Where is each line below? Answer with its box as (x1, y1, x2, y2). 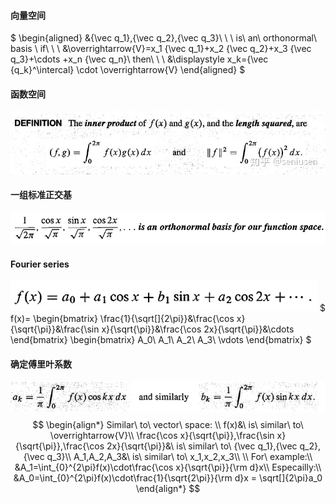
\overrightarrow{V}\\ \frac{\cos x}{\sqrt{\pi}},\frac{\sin (49, 430, 275, 442)
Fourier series (10, 258, 70, 270)
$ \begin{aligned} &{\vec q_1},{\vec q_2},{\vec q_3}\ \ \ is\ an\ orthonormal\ (10, 32, 317, 44)
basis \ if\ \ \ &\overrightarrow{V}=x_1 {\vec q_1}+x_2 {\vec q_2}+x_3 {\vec (10, 43, 312, 55)
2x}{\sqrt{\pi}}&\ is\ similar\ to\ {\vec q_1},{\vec (106, 440, 298, 452)
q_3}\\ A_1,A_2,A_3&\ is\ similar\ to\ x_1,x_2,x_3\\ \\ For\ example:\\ (46, 451, 313, 463)
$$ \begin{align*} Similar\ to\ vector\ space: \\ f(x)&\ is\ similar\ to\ (32, 419, 304, 431)
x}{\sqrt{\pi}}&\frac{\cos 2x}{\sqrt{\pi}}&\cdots (101, 323, 295, 335)
